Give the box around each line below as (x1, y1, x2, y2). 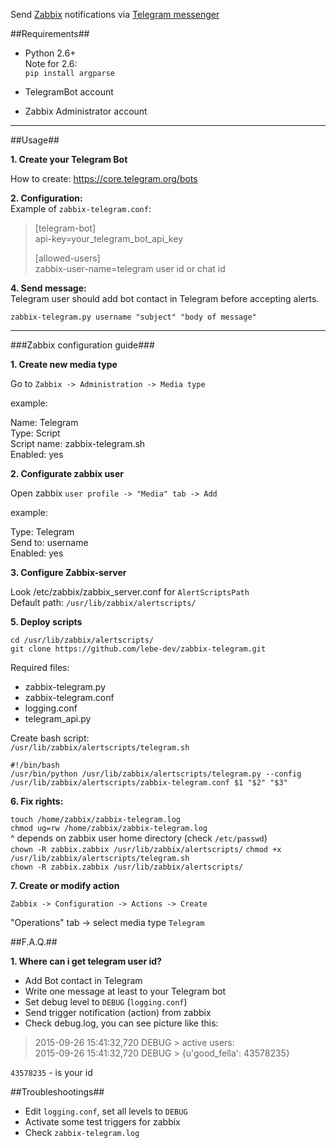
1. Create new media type (10, 359, 118, 370)
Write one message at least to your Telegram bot (24, 985, 227, 997)
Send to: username (10, 537, 89, 548)
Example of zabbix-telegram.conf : (10, 203, 152, 214)
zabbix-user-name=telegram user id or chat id (34, 263, 226, 274)
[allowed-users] (34, 252, 101, 264)
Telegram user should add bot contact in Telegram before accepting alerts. (10, 293, 320, 304)
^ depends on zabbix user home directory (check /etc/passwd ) (10, 832, 268, 844)
